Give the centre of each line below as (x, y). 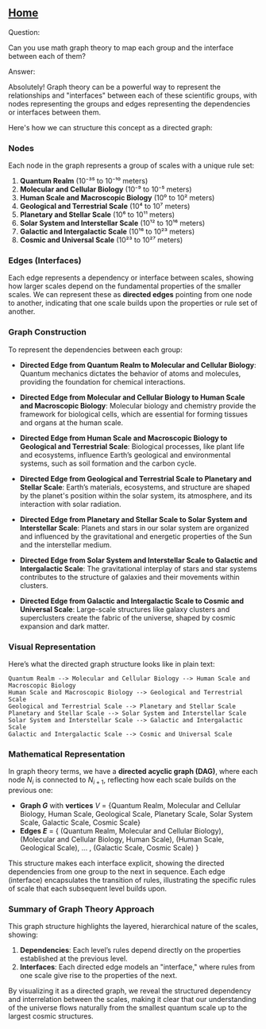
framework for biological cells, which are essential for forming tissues (134, 414)
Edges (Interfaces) (45, 261)
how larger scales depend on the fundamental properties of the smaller (125, 286)
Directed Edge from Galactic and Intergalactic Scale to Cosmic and (132, 601)
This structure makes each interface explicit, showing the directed (116, 863)
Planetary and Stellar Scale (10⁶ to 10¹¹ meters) (97, 215)
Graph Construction (48, 332)
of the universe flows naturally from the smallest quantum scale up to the (128, 1008)
